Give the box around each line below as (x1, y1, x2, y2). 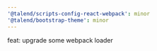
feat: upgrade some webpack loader (7, 36, 113, 44)
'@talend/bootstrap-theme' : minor (7, 17, 110, 24)
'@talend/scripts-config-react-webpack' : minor (7, 10, 151, 17)
